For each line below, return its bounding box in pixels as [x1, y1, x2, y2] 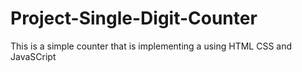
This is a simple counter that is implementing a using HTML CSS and [10, 40, 293, 52]
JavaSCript [10, 50, 57, 62]
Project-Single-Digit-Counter [10, 7, 258, 30]
